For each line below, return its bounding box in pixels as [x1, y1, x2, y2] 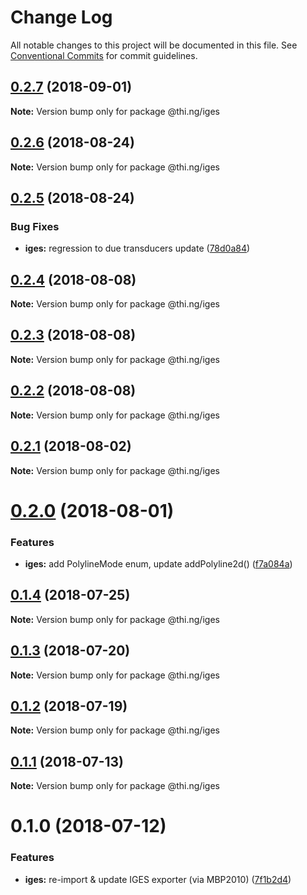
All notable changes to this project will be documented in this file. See [10, 39, 298, 51]
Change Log [10, 6, 113, 29]
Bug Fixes [10, 219, 60, 233]
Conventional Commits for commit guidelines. [10, 49, 198, 61]
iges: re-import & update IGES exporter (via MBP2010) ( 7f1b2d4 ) [24, 873, 292, 885]
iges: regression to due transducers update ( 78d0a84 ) [24, 242, 251, 255]
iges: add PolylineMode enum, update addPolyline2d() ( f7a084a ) [24, 557, 293, 570]
